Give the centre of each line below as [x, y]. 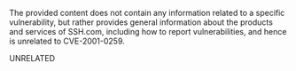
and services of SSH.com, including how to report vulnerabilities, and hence [148, 32]
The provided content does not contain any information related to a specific [147, 13]
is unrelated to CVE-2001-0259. [67, 41]
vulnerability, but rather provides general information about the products [141, 22]
